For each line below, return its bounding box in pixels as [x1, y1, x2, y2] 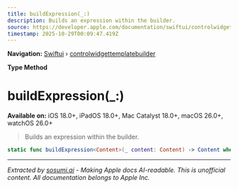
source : [7, 23, 30, 30]
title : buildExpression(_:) [7, 10, 91, 18]
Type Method [7, 63, 48, 71]
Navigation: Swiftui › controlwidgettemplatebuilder [7, 50, 156, 58]
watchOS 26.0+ [7, 119, 53, 127]
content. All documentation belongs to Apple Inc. [7, 173, 150, 182]
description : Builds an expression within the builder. [7, 17, 176, 24]
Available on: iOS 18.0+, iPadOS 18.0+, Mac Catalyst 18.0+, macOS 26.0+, [7, 111, 224, 120]
